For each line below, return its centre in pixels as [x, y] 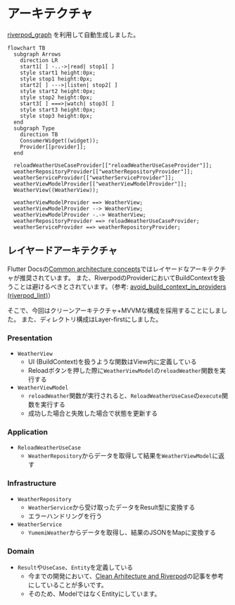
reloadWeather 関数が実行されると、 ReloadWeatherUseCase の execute [125, 396]
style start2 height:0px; [58, 91]
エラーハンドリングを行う [65, 516]
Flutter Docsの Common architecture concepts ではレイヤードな [99, 269]
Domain [21, 551]
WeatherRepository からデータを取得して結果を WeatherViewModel [120, 456]
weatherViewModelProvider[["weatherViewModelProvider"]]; [101, 184]
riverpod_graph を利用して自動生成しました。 [74, 35]
